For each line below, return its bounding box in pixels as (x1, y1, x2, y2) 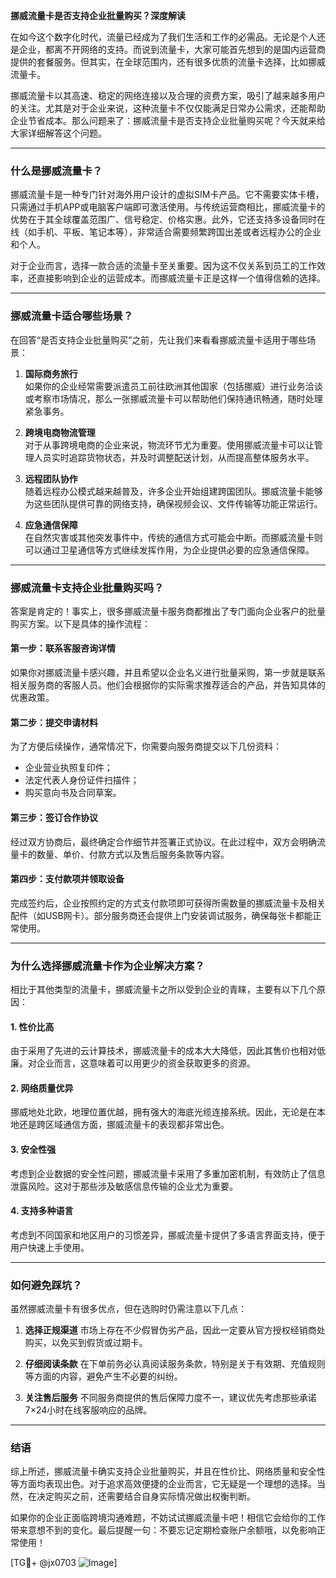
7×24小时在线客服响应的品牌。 (24, 1404, 153, 1416)
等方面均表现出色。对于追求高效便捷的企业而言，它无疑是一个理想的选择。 (10, 1478, 317, 1490)
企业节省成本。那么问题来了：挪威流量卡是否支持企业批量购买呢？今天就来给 (10, 115, 326, 126)
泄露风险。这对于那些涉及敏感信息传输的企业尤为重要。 (10, 1180, 238, 1192)
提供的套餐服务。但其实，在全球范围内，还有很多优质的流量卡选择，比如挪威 (10, 56, 326, 68)
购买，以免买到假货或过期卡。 (24, 1337, 148, 1349)
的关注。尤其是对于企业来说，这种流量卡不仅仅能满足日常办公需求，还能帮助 (10, 102, 326, 114)
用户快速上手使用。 (10, 1241, 90, 1253)
